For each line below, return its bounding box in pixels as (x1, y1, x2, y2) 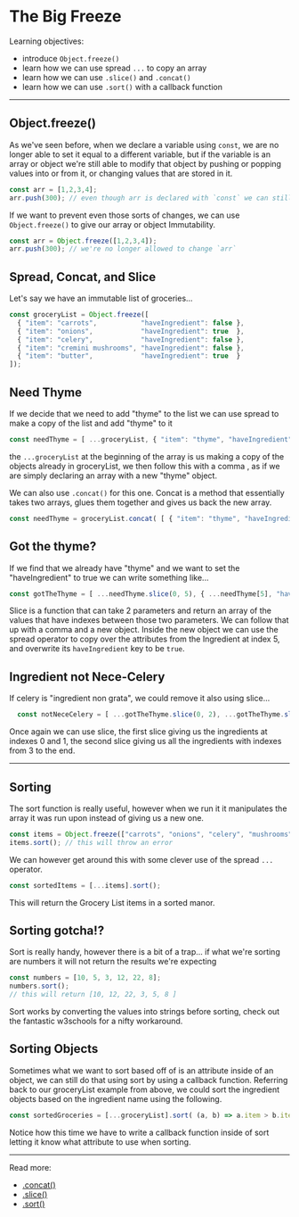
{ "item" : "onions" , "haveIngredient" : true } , (17, 327, 245, 335)
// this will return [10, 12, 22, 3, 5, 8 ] (9, 990, 177, 999)
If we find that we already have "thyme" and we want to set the (9, 562, 240, 573)
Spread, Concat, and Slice (9, 269, 157, 285)
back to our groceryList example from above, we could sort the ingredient (9, 1084, 280, 1095)
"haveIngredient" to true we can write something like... (9, 572, 209, 583)
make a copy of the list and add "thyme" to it (9, 418, 174, 428)
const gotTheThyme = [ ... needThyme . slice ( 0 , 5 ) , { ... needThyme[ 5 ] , (9, 589, 273, 599)
